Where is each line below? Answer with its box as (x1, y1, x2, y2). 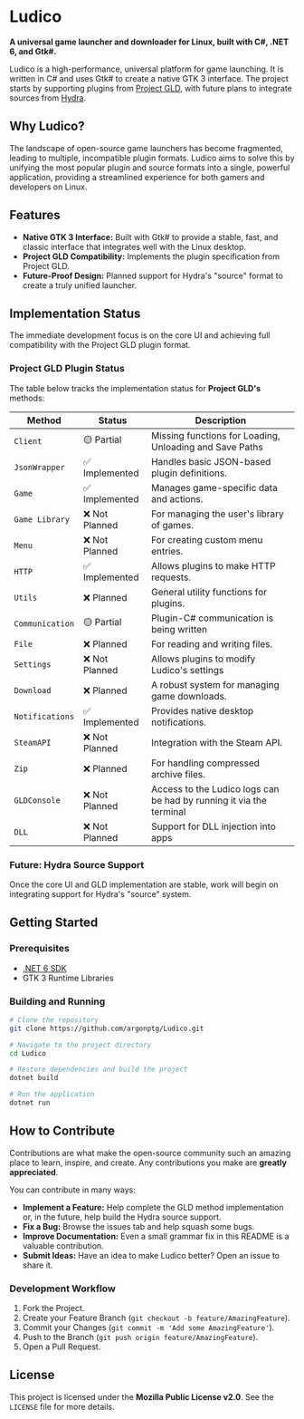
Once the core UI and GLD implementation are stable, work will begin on (9, 879, 279, 890)
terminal (150, 805, 186, 817)
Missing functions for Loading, (150, 429, 280, 441)
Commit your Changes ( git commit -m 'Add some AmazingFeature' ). (22, 1322, 275, 1333)
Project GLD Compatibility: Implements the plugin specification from (22, 251, 280, 262)
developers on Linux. (9, 181, 88, 192)
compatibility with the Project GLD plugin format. (9, 340, 191, 351)
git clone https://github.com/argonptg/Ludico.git (9, 1024, 204, 1033)
